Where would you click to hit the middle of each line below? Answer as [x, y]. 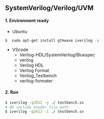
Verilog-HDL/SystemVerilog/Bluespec [57, 55]
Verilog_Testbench [38, 76]
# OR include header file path [37, 107]
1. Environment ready [27, 20]
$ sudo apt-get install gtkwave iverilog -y [52, 40]
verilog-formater [36, 81]
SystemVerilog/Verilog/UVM [49, 8]
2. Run [12, 92]
